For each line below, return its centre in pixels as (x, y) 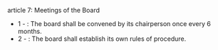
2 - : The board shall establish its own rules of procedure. (102, 39)
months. (30, 31)
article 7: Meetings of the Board (53, 10)
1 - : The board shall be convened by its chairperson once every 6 (114, 24)
